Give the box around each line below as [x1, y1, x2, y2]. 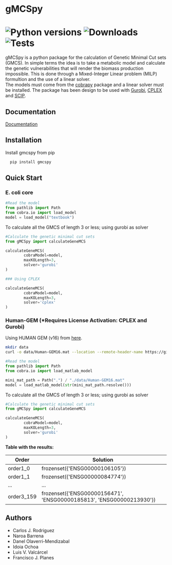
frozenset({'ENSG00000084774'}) [41, 473, 126, 480]
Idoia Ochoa [12, 543, 39, 550]
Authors [5, 514, 32, 522]
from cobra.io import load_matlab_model [5, 368, 93, 373]
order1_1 [8, 473, 30, 480]
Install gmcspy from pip [5, 149, 55, 155]
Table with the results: [5, 444, 54, 450]
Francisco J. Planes [12, 554, 54, 560]
